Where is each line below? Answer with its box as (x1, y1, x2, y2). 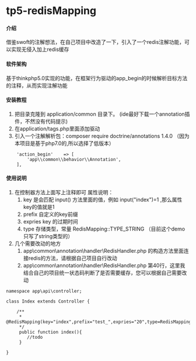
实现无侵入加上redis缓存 (10, 46, 69, 53)
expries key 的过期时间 (23, 218, 79, 225)
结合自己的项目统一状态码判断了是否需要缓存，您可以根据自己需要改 (23, 269, 187, 276)
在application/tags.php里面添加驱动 (14, 125, 100, 132)
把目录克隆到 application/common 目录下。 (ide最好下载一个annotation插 (14, 110, 190, 118)
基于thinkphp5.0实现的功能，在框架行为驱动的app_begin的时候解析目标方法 (6, 74, 188, 81)
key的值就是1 (23, 204, 55, 210)
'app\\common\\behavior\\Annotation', (27, 156, 121, 162)
